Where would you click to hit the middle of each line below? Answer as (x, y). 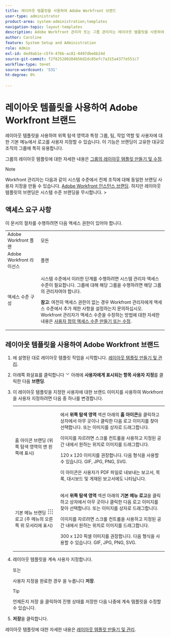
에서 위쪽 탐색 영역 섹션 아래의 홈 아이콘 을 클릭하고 (110, 415)
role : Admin (18, 48)
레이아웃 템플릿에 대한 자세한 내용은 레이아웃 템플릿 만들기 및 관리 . (71, 629)
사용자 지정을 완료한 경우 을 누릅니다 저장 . (54, 581)
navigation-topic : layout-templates (44, 27)
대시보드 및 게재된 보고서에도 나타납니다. (107, 479)
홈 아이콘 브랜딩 (31, 440)
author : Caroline (24, 38)
